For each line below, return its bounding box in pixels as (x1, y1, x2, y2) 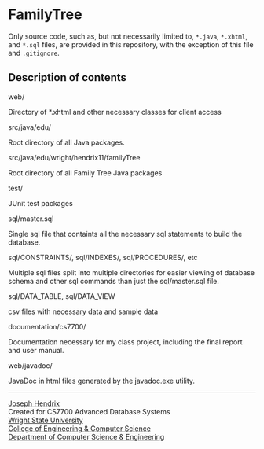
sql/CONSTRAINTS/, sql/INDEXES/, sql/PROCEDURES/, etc (8, 252, 198, 262)
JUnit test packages (8, 198, 73, 208)
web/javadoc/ (8, 360, 53, 370)
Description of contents (8, 71, 127, 84)
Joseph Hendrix (8, 399, 60, 408)
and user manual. (8, 345, 64, 355)
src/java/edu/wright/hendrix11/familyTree (8, 153, 141, 162)
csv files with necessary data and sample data (8, 307, 159, 316)
